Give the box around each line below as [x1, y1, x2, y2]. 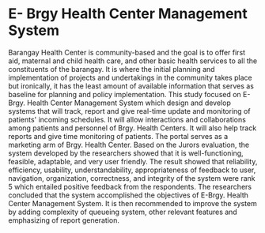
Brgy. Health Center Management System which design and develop [8, 98, 231, 107]
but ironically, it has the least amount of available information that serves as [8, 81, 255, 91]
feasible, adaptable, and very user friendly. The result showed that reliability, [8, 156, 258, 166]
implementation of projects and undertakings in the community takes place [8, 73, 253, 82]
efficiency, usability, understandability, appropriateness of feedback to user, [8, 165, 256, 175]
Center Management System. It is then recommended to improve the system [8, 198, 257, 208]
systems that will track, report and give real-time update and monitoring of [8, 106, 251, 115]
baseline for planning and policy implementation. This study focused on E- [8, 89, 251, 99]
